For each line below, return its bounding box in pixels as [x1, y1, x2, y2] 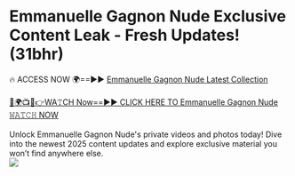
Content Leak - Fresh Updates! [9, 25, 240, 45]
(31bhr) [9, 44, 64, 64]
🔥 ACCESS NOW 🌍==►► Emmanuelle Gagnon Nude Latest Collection [9, 74, 268, 84]
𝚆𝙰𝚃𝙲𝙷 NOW [9, 109, 60, 120]
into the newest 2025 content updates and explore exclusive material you [9, 138, 278, 148]
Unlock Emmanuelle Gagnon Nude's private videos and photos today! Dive [9, 129, 283, 140]
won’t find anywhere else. [9, 148, 104, 158]
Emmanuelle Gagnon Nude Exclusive [9, 6, 287, 27]
